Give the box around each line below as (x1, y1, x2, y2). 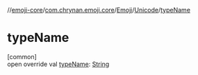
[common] (7, 52, 37, 61)
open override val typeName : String (7, 60, 110, 68)
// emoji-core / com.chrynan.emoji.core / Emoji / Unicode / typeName (7, 6, 191, 14)
